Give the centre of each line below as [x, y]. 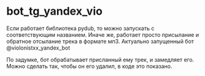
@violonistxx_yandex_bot [38, 48]
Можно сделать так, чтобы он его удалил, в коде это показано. [89, 66]
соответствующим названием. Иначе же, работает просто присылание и [103, 34]
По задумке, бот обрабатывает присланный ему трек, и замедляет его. [100, 59]
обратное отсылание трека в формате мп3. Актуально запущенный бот [100, 41]
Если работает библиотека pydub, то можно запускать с [80, 28]
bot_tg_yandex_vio [55, 11]
